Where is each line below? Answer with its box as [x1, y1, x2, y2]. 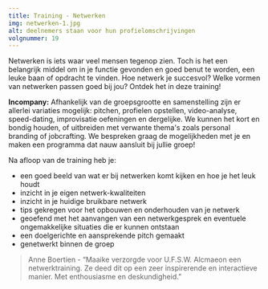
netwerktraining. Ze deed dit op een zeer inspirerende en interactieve [27, 263, 258, 273]
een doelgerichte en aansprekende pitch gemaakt [19, 230, 185, 241]
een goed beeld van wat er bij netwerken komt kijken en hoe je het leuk [19, 171, 256, 181]
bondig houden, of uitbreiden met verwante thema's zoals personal [8, 123, 231, 132]
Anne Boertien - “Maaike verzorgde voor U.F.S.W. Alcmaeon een [27, 254, 242, 265]
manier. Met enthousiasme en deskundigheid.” [27, 272, 182, 282]
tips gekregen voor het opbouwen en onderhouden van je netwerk [19, 206, 240, 215]
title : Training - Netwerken [8, 11, 106, 20]
